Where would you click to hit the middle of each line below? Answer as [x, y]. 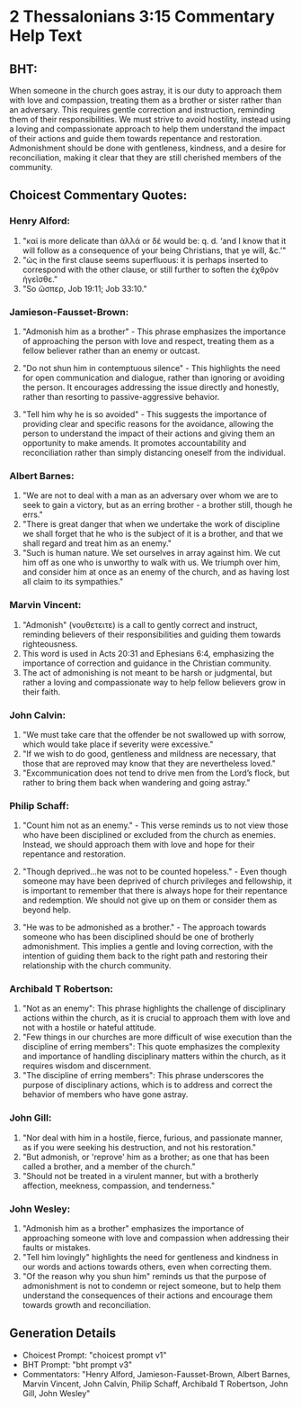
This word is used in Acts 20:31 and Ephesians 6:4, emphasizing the [148, 653]
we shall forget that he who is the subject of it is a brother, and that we [153, 534]
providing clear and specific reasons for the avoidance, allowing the [148, 423]
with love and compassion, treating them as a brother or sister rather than [146, 100]
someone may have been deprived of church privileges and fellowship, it [157, 881]
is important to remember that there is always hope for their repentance [155, 891]
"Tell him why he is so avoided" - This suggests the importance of [145, 414]
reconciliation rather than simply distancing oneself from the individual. [154, 452]
